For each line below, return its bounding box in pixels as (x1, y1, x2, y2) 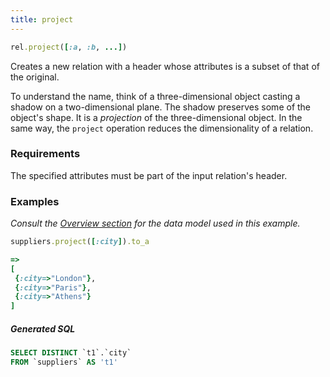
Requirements (10, 147, 81, 161)
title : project (10, 14, 74, 25)
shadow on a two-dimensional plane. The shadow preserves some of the (10, 101, 312, 113)
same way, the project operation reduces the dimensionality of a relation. (10, 122, 314, 134)
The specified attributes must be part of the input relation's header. (10, 169, 288, 181)
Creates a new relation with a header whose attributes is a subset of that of (10, 60, 320, 72)
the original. (10, 71, 60, 83)
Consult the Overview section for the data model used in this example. (10, 217, 301, 230)
